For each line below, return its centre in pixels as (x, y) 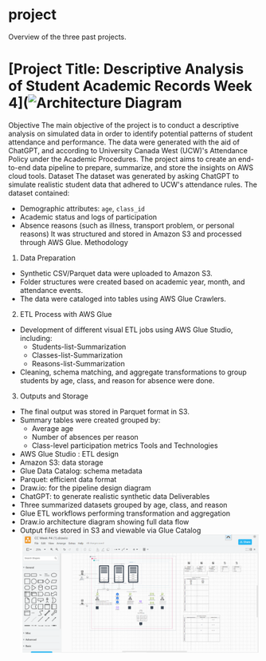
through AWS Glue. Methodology (74, 242)
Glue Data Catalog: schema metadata (81, 471)
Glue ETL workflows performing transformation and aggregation (125, 513)
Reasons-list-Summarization (78, 363)
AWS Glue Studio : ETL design (69, 453)
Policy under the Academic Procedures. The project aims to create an (122, 159)
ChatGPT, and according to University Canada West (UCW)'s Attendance (128, 150)
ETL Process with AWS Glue (66, 314)
